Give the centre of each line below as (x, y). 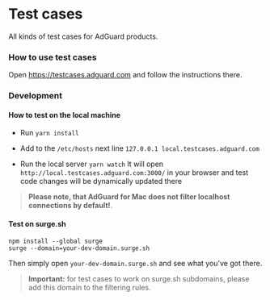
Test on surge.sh (37, 223)
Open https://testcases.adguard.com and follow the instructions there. (125, 75)
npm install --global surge (56, 241)
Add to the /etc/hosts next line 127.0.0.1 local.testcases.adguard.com (140, 148)
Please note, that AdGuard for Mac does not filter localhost (129, 197)
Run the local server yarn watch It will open (92, 164)
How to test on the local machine (65, 115)
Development (36, 96)
